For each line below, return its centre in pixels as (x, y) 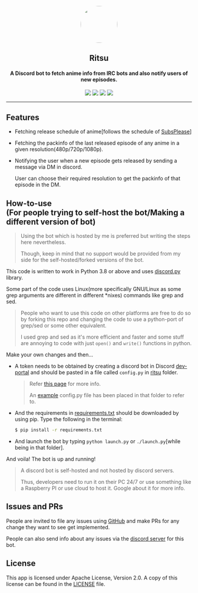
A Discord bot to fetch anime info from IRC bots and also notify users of (99, 73)
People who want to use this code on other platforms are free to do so (106, 313)
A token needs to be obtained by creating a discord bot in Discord (95, 366)
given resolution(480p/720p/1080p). (59, 149)
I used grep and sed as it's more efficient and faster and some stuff (102, 337)
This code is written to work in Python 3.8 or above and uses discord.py (93, 271)
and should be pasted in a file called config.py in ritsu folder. (104, 372)
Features (23, 117)
